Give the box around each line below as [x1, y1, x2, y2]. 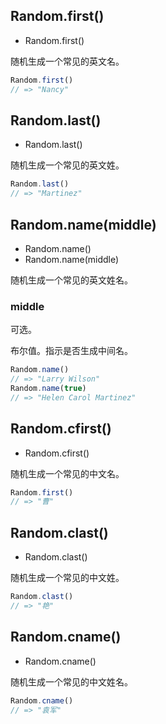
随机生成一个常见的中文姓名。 [10, 675, 133, 688]
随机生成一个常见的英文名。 [10, 55, 125, 67]
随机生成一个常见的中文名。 [10, 467, 125, 479]
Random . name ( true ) [10, 383, 87, 393]
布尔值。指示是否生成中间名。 [10, 345, 133, 357]
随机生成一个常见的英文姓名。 [10, 274, 133, 286]
